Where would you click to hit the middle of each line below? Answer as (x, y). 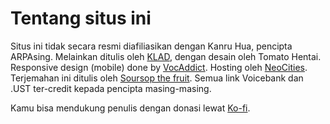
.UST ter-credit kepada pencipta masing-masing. (111, 88)
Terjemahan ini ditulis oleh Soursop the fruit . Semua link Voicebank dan (157, 78)
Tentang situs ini (81, 18)
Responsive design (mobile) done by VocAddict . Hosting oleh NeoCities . (159, 67)
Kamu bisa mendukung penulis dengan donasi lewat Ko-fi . (130, 108)
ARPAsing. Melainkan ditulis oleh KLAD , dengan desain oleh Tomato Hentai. (166, 56)
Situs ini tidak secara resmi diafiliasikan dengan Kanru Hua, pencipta (151, 46)
